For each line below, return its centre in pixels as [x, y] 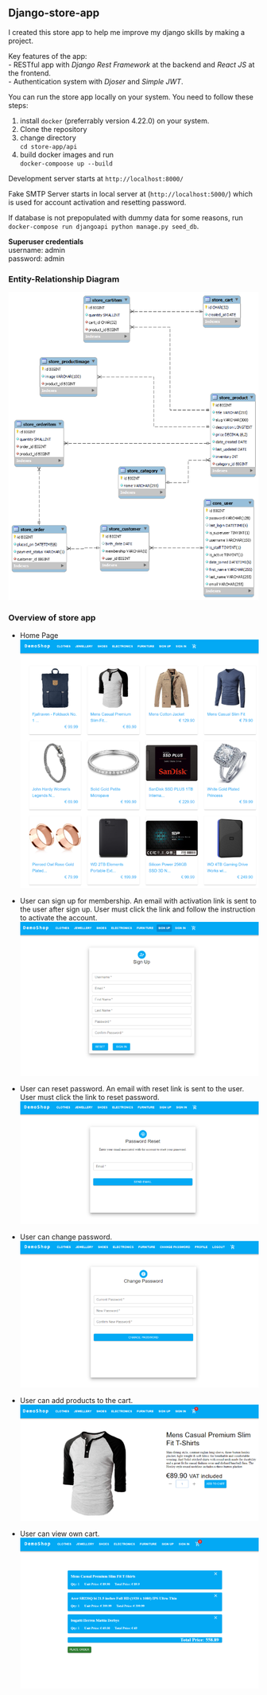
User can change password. [66, 1237]
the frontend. [30, 73]
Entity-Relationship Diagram [64, 279]
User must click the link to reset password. [90, 1097]
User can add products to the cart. [76, 1400]
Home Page [39, 635]
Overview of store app [52, 618]
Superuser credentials [46, 241]
